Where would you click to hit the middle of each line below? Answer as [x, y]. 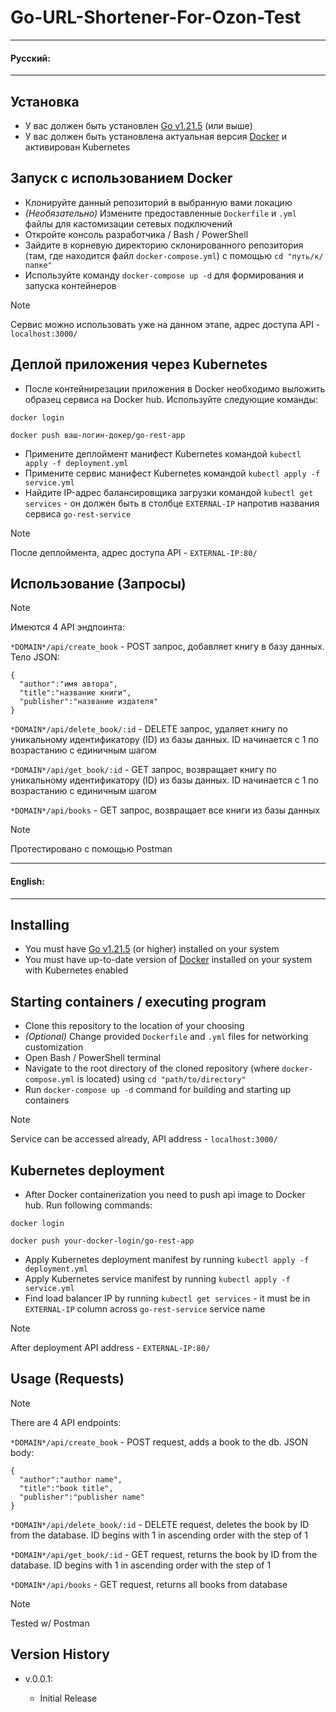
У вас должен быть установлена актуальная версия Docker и [155, 136]
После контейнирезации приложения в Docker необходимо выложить [175, 388]
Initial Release [68, 1698]
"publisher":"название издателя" [89, 702]
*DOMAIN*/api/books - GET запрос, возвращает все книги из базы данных [165, 810]
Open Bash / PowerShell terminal [93, 1058]
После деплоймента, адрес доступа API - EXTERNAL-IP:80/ [134, 552]
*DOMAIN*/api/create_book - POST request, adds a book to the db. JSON [159, 1442]
